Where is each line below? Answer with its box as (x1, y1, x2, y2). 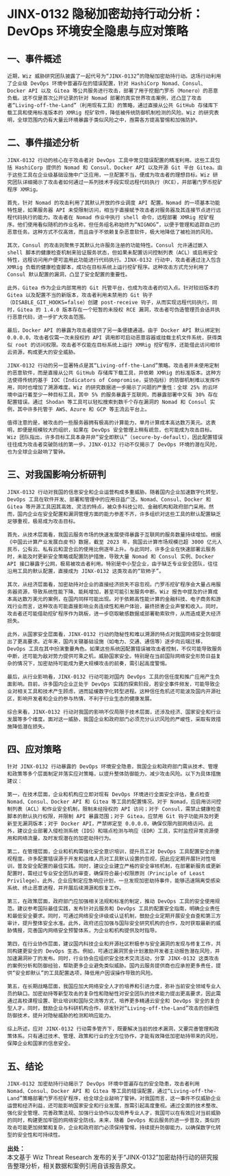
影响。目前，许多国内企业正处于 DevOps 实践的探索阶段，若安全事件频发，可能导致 (12, 681, 216, 688)
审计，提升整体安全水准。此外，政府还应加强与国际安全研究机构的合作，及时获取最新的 (7, 920, 216, 927)
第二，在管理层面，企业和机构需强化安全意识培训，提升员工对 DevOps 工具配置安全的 (7, 848, 216, 855)
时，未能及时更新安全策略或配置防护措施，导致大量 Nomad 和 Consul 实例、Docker (7, 553, 214, 560)
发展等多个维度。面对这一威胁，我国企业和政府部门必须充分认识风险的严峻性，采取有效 (7, 716, 216, 723)
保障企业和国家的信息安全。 (7, 1040, 74, 1048)
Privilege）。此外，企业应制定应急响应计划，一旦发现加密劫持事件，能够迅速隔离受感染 (7, 877, 221, 885)
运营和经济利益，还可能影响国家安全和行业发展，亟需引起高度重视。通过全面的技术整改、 (7, 1102, 221, 1109)
